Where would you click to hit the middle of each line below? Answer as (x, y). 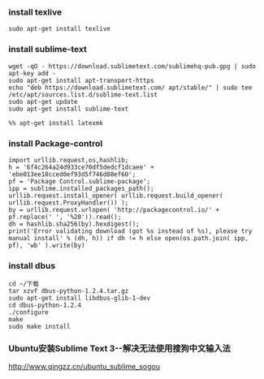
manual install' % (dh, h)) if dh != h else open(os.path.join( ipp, (129, 238)
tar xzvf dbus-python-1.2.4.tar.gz (69, 291)
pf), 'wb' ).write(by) (47, 245)
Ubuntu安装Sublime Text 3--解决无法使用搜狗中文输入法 (120, 349)
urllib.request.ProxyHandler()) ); (69, 202)
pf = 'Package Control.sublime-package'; (80, 181)
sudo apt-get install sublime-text (69, 109)
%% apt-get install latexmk (56, 123)
